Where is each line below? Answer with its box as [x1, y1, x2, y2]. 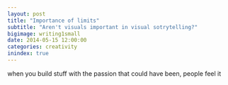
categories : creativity [7, 43, 78, 50]
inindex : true [7, 50, 50, 57]
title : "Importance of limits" [7, 17, 100, 24]
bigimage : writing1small [7, 30, 81, 38]
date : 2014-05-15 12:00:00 [7, 37, 87, 44]
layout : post [7, 10, 46, 18]
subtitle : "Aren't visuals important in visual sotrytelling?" [7, 23, 198, 30]
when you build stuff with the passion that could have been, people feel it [7, 69, 222, 78]
